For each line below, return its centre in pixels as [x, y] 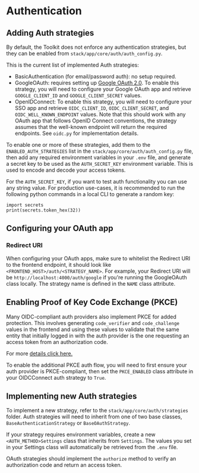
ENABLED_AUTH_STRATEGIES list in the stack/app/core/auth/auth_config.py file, [100, 151]
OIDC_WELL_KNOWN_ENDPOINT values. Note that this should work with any [100, 114]
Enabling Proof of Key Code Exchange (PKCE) [92, 302]
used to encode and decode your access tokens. [66, 170]
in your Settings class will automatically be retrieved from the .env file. [92, 447]
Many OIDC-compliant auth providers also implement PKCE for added [91, 317]
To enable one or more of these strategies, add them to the [78, 145]
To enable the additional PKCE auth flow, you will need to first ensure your [97, 365]
